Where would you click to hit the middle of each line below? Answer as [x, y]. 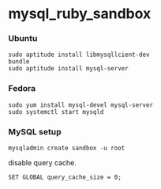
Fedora [22, 89]
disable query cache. [43, 163]
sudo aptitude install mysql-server [68, 69]
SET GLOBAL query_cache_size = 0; [65, 178]
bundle [19, 62]
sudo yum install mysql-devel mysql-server [81, 105]
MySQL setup [35, 131]
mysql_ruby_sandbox [80, 14]
